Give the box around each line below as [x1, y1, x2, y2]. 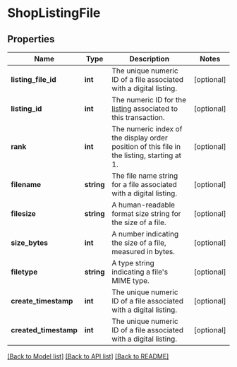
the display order [111, 133, 168, 143]
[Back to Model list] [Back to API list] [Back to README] [7, 352, 169, 361]
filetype [11, 267, 38, 277]
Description [129, 54, 170, 64]
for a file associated [111, 180, 178, 189]
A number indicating [111, 229, 179, 239]
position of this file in [111, 142, 181, 151]
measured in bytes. [111, 247, 175, 256]
